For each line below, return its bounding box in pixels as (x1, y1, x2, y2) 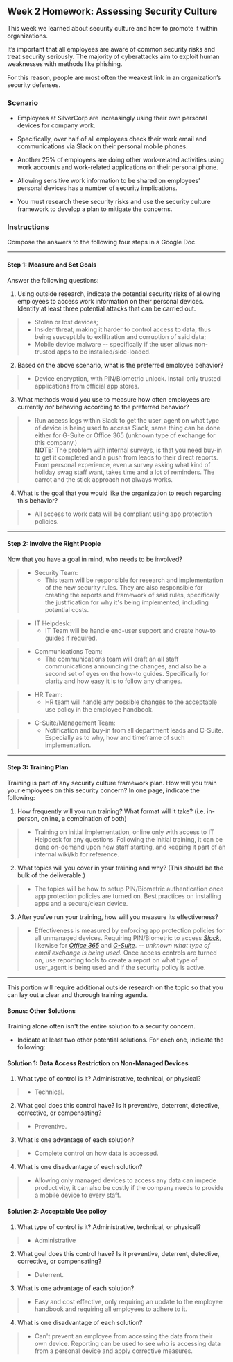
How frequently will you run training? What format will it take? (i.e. (17, 807, 206, 815)
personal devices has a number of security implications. (17, 184, 178, 192)
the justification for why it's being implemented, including (44, 598, 209, 606)
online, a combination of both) (40, 815, 127, 823)
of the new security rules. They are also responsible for (44, 583, 203, 591)
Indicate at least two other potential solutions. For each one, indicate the (17, 1035, 224, 1044)
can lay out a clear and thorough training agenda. (7, 991, 148, 999)
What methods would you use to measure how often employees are (17, 395, 211, 403)
